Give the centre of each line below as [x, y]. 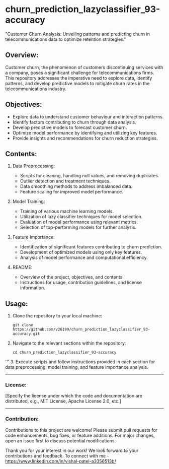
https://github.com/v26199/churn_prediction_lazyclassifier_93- [81, 329]
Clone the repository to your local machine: [57, 316]
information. [32, 288]
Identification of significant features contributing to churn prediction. [91, 247]
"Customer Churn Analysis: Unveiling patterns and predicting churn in [77, 34]
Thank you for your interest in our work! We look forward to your [72, 450]
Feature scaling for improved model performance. [71, 192]
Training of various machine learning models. [67, 211]
